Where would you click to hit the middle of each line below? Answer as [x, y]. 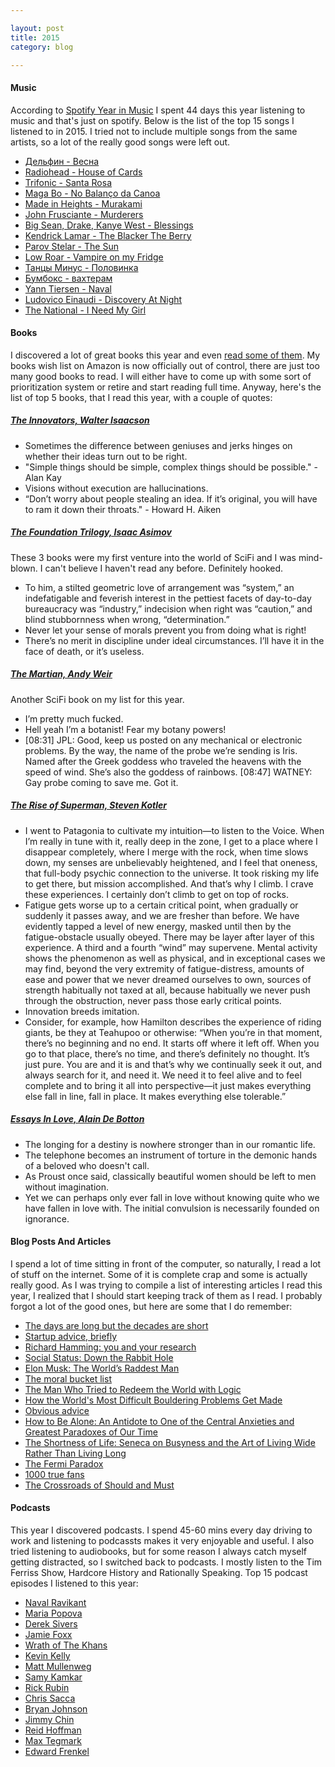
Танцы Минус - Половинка [81, 267]
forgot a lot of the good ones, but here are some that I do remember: [151, 1306]
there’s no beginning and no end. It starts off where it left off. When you [172, 1043]
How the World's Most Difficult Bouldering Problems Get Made [153, 1400]
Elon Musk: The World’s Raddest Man [102, 1368]
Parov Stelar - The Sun [71, 246]
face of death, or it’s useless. [84, 651]
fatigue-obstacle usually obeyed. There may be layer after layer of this [169, 937]
